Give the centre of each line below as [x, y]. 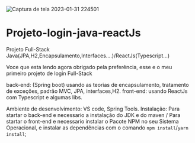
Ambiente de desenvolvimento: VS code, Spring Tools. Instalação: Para [93, 109]
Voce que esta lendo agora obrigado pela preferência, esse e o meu [89, 67]
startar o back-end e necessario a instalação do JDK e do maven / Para [93, 115]
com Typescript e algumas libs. [44, 97]
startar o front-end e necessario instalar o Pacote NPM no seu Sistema [92, 121]
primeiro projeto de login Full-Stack [49, 73]
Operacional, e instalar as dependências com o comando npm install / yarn [97, 128]
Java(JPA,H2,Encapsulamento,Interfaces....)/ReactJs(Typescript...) [88, 56]
